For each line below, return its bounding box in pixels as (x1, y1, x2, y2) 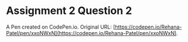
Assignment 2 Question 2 (6, 4, 132, 17)
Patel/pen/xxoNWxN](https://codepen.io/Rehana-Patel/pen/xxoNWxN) (6, 29, 177, 36)
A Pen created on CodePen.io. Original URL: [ (6, 23, 115, 30)
